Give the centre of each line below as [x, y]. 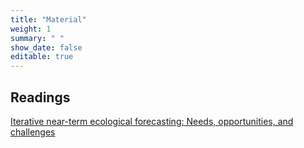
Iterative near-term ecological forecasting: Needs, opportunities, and [152, 121]
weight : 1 [31, 29]
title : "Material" [48, 19]
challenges [33, 132]
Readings [40, 97]
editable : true [42, 57]
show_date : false [46, 47]
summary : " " [37, 38]
